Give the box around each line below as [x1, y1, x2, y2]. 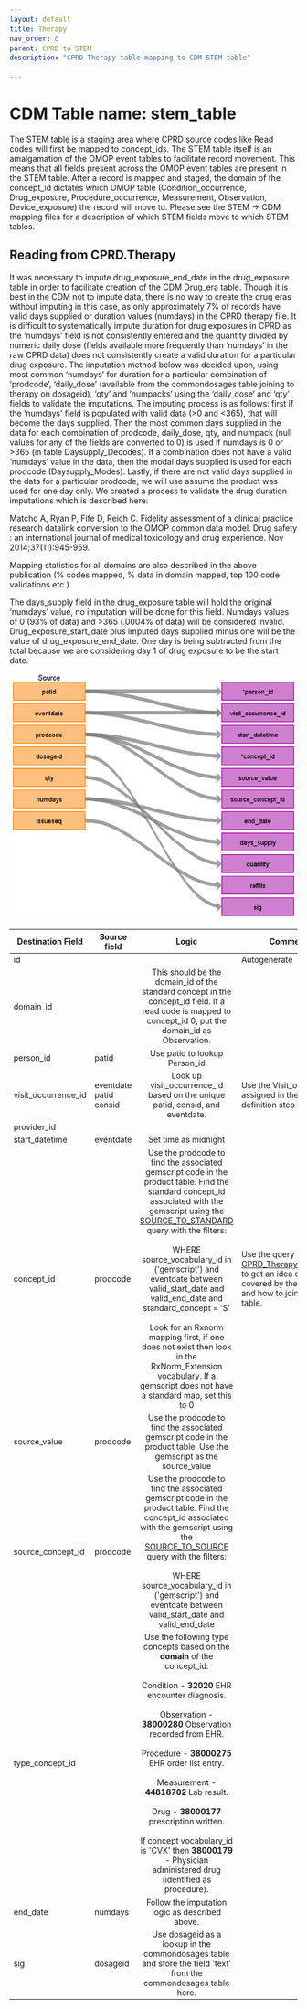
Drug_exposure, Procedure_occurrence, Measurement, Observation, [9, 192, 268, 203]
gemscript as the [154, 1451, 219, 1462]
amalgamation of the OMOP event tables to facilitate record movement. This [9, 153, 295, 164]
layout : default [9, 15, 71, 24]
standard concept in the [141, 987, 232, 998]
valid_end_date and [150, 1293, 224, 1304]
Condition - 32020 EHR [141, 1680, 232, 1691]
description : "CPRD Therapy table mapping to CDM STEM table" [9, 53, 251, 63]
